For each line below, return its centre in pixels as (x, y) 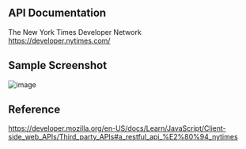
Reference (34, 110)
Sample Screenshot (58, 65)
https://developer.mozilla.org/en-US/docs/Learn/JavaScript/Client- (117, 128)
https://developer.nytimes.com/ (59, 40)
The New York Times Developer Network (75, 32)
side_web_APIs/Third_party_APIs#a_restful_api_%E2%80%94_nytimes (123, 137)
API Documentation (57, 13)
